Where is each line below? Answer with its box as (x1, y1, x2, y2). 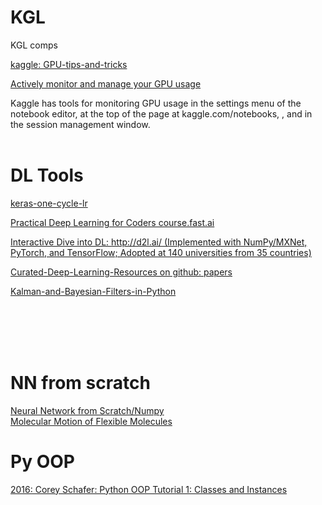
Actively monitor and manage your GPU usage (10, 77, 202, 90)
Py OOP (10, 451, 75, 473)
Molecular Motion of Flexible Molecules (10, 415, 173, 427)
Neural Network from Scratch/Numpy (10, 404, 165, 416)
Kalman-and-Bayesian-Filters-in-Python (10, 285, 177, 297)
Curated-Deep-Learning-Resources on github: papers (10, 266, 233, 278)
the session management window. (10, 118, 151, 130)
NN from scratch (10, 372, 151, 395)
